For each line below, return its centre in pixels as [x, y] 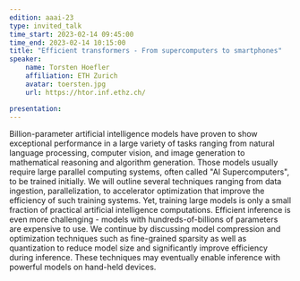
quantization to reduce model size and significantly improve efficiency [139, 248]
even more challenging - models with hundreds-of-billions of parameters [144, 219]
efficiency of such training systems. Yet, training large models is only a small [150, 200]
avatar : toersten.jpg [65, 84]
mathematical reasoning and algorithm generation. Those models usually [144, 163]
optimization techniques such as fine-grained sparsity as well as [128, 239]
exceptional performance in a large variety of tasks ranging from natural [142, 143]
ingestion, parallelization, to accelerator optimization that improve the [137, 191]
